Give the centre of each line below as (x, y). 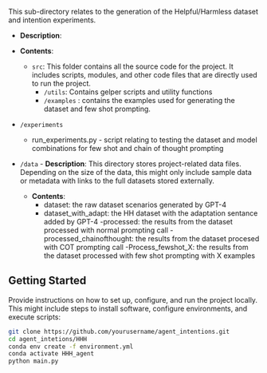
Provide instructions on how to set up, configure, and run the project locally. (133, 300)
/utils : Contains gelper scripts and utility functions (128, 92)
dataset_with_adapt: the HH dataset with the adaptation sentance (151, 213)
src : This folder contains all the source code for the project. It (132, 66)
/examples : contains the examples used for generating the (139, 100)
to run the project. (61, 83)
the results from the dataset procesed (197, 238)
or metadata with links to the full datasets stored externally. (117, 181)
